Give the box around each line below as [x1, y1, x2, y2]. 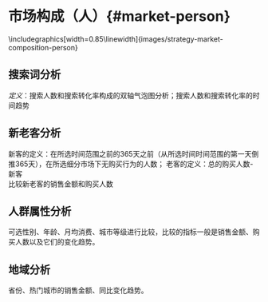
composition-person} [8, 42, 78, 52]
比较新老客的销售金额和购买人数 [8, 179, 113, 189]
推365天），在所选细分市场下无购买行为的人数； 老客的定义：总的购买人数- [8, 159, 254, 169]
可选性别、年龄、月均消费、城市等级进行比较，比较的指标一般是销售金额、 [8, 227, 253, 236]
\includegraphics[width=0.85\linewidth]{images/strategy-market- [8, 34, 223, 44]
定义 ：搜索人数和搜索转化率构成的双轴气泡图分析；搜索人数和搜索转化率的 [8, 90, 253, 100]
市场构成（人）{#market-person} [8, 7, 231, 26]
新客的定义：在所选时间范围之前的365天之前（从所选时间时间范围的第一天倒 [8, 149, 259, 158]
